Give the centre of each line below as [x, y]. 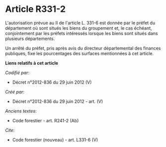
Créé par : [15, 92]
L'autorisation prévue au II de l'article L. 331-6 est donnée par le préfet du [80, 23]
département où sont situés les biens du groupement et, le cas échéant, [79, 28]
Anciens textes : [21, 111]
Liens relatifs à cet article [32, 63]
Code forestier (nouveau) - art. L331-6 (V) [55, 140]
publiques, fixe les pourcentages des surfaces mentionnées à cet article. [79, 53]
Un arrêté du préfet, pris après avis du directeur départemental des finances [83, 48]
